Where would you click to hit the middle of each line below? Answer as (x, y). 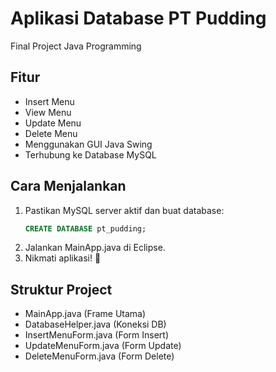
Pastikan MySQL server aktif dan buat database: (124, 210)
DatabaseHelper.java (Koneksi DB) (95, 324)
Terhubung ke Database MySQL (90, 154)
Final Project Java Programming (76, 46)
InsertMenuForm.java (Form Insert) (97, 335)
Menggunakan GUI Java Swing (88, 144)
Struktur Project (61, 289)
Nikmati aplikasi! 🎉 (63, 258)
